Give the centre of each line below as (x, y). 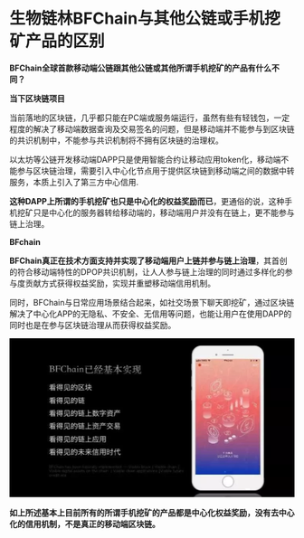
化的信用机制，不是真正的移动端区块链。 (85, 524)
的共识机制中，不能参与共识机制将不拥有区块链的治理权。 (116, 140)
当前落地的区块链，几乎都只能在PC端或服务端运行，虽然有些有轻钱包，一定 (150, 118)
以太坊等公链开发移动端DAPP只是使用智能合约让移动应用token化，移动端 (145, 159)
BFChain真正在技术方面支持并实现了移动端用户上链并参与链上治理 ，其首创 (148, 260)
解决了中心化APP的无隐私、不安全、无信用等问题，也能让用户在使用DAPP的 (151, 314)
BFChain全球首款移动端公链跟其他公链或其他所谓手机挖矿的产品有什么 (141, 68)
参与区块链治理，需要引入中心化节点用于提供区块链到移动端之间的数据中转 (156, 170)
